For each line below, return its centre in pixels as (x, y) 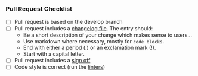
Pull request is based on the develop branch (68, 22)
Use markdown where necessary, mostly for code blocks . (94, 42)
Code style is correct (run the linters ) (60, 67)
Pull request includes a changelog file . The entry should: (83, 28)
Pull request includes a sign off (52, 61)
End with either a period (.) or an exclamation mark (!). (89, 48)
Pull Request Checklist (39, 9)
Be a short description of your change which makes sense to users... (107, 35)
